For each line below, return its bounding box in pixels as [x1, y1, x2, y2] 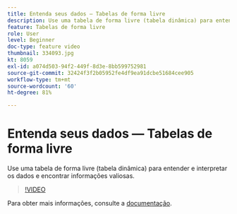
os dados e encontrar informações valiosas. [7, 172, 135, 180]
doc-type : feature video [7, 43, 80, 50]
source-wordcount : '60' [7, 83, 78, 90]
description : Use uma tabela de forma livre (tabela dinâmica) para [7, 17, 213, 24]
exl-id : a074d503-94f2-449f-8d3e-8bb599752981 [7, 63, 147, 70]
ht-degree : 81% [7, 89, 52, 96]
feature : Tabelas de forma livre [7, 23, 106, 30]
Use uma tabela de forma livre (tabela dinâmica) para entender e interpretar [7, 164, 228, 173]
